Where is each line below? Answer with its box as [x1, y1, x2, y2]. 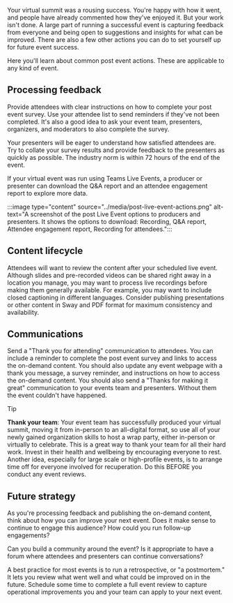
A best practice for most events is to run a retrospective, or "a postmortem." [7, 565, 225, 574]
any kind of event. [7, 64, 59, 72]
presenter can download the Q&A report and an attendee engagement [7, 181, 208, 190]
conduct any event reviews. [7, 470, 87, 479]
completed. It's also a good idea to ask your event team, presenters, [7, 117, 203, 126]
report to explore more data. [7, 188, 88, 198]
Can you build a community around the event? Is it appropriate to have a [7, 544, 214, 553]
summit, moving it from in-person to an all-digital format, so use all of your [7, 426, 220, 434]
